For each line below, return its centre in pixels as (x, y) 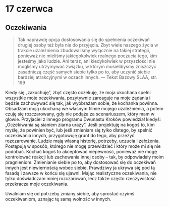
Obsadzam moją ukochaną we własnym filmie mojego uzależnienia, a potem (84, 109)
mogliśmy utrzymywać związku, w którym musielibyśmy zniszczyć (87, 67)
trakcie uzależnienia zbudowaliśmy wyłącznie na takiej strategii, (84, 50)
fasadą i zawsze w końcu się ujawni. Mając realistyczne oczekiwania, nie (81, 173)
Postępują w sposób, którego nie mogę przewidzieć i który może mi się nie (83, 146)
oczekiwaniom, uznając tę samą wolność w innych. (58, 199)
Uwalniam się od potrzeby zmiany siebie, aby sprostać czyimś (70, 194)
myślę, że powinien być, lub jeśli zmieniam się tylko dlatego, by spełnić (79, 130)
